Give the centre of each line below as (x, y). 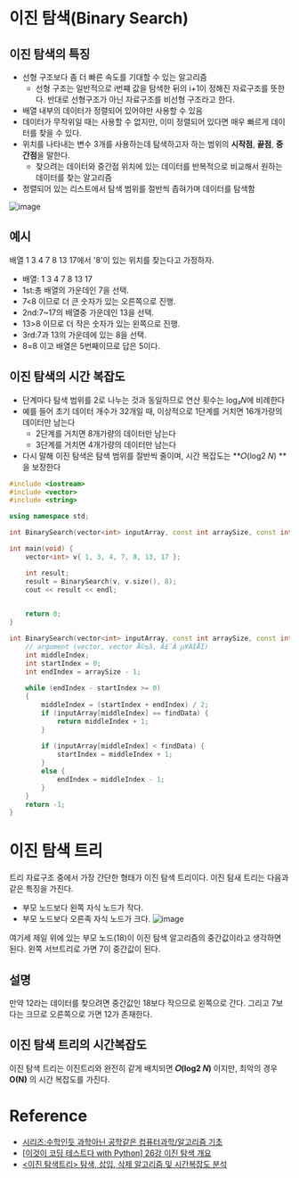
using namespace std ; (49, 517)
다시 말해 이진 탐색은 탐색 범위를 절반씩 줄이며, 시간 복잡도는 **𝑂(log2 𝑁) (149, 455)
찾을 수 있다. (60, 133)
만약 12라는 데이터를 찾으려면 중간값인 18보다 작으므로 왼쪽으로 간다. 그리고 (139, 1003)
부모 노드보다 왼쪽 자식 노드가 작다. (83, 908)
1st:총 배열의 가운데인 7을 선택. (75, 290)
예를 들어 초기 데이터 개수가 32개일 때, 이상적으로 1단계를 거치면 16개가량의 (152, 411)
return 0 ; (44, 614)
